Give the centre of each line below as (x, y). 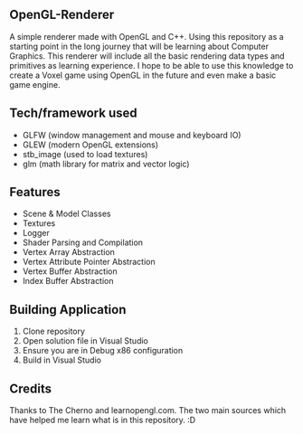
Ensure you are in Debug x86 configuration (103, 351)
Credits (31, 388)
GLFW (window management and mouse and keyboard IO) (132, 135)
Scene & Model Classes (66, 214)
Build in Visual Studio (62, 360)
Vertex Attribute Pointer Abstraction (89, 262)
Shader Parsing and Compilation (82, 242)
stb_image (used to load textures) (85, 154)
